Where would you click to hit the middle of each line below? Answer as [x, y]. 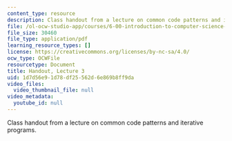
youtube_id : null [38, 103]
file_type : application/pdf [48, 39]
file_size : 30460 [32, 33]
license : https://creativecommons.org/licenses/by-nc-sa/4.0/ [98, 52]
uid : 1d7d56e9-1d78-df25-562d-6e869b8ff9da [71, 77]
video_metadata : [30, 97]
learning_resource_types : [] [49, 45]
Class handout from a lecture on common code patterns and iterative [105, 122]
